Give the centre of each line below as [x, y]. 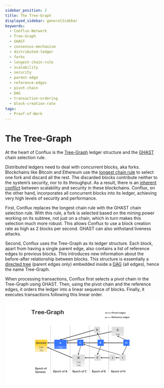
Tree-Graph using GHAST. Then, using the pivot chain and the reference [78, 284]
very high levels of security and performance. [51, 198]
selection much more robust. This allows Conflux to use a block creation [78, 224]
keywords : [15, 26]
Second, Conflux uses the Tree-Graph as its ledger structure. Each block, [79, 243]
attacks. [13, 234]
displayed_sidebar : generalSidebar [41, 21]
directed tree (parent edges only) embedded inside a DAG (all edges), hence [82, 264]
